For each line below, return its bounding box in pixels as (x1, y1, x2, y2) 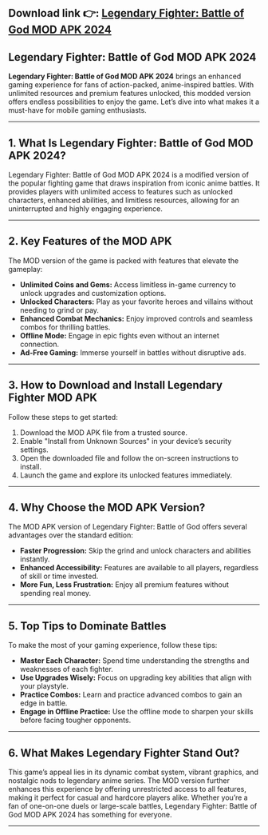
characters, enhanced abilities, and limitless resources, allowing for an (8, 195, 239, 206)
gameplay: (8, 264, 43, 274)
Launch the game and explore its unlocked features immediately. (19, 470, 233, 480)
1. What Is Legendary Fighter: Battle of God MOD (8, 136, 254, 150)
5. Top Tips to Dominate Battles (8, 619, 167, 633)
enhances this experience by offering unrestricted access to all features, (8, 785, 247, 794)
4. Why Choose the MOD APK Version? (8, 501, 206, 514)
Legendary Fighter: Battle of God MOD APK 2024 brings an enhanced (8, 71, 242, 82)
